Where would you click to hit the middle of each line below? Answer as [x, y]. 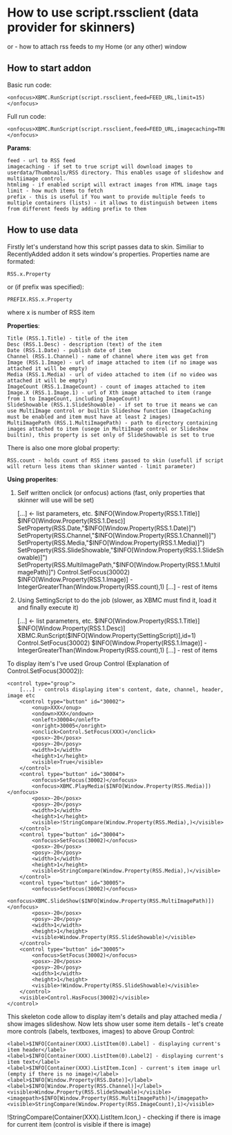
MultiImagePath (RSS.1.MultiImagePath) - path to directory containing [112, 423]
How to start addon [49, 68]
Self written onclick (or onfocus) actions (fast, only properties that [111, 492]
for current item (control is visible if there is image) [79, 1124]
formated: [21, 261]
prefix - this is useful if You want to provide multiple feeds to [106, 197]
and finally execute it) [48, 607]
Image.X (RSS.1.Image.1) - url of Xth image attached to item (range [109, 392]
